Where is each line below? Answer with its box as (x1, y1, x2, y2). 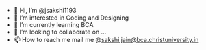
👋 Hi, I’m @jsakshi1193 (13, 7, 77, 14)
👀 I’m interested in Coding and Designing (13, 14, 129, 22)
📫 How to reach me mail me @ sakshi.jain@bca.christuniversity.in (13, 36, 199, 43)
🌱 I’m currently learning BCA (13, 21, 94, 28)
